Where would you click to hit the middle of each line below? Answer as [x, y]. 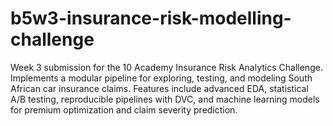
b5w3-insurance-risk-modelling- [151, 18]
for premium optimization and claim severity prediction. [124, 109]
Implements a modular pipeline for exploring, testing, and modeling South [161, 78]
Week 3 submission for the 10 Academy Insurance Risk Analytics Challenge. [166, 67]
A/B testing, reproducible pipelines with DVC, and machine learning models [165, 99]
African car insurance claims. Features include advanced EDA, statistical [159, 88]
